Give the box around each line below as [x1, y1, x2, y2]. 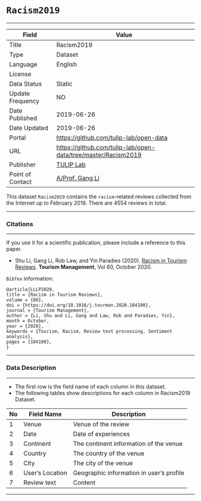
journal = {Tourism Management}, [6, 308, 90, 314]
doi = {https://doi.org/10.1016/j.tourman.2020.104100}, [6, 302, 151, 308]
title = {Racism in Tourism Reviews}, [6, 292, 103, 298]
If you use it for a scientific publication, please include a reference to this [6, 239, 185, 247]
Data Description [6, 364, 57, 372]
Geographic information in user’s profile [72, 469, 185, 477]
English [56, 60, 77, 68]
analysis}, [6, 334, 33, 340]
